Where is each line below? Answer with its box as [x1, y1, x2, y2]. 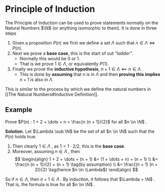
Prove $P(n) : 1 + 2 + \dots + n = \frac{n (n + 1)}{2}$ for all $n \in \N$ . [5, 118, 147, 124]
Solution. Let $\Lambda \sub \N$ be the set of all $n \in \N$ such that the [5, 128, 155, 134]
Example [5, 106, 33, 114]
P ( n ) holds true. [5, 133, 37, 139]
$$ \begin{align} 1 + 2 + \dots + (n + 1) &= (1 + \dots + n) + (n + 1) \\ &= [14, 156, 159, 162]
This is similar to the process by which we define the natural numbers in [5, 86, 151, 92]
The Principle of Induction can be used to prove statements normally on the [5, 20, 159, 26]
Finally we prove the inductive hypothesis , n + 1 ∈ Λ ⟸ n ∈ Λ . [12, 66, 142, 72]
